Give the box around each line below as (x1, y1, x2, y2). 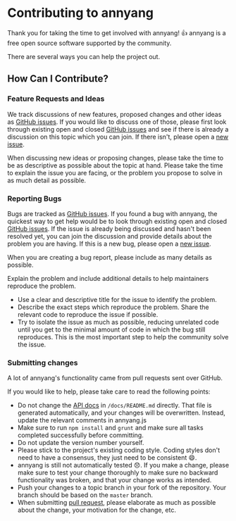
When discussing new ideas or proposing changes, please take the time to (7, 153, 224, 162)
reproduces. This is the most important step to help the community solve (17, 332, 229, 341)
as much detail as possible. (7, 176, 87, 184)
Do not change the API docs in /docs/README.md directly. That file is (17, 401, 212, 410)
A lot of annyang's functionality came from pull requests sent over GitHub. (7, 374, 223, 382)
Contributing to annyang (7, 5, 154, 21)
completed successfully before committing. (17, 431, 144, 439)
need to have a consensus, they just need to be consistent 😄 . (17, 453, 197, 462)
